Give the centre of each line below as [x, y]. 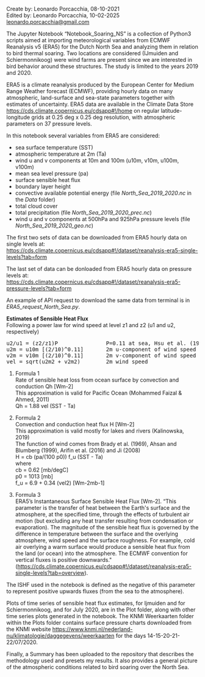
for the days [131, 636]
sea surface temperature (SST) [54, 147]
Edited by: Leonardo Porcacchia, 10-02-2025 [63, 15]
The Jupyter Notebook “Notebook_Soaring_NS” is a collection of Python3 [99, 34]
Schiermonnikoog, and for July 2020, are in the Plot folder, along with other [101, 610]
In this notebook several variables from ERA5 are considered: [83, 135]
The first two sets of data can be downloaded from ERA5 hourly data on [97, 237]
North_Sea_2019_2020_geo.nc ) [54, 225]
